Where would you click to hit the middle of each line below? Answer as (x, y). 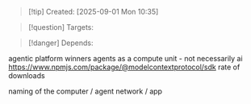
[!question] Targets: (61, 27)
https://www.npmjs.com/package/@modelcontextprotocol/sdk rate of (124, 67)
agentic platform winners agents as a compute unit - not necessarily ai (126, 58)
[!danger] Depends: (61, 43)
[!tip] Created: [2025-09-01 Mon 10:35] (93, 12)
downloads (27, 75)
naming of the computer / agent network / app (86, 91)
